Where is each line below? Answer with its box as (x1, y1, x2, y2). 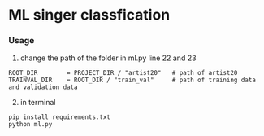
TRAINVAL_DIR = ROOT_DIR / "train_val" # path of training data (8, 76, 256, 85)
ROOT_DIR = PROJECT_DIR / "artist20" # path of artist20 (8, 69, 238, 77)
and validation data (8, 83, 79, 91)
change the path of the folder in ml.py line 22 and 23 (19, 53, 197, 63)
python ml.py (8, 121, 53, 129)
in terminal (19, 98, 56, 107)
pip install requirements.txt (8, 113, 111, 121)
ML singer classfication (8, 6, 171, 24)
